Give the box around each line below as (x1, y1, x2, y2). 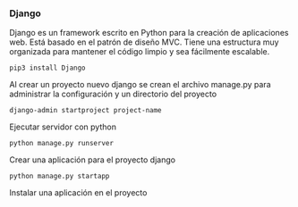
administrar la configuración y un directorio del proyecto (9, 88, 217, 100)
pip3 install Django (9, 63, 87, 73)
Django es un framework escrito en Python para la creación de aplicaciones (9, 28, 289, 38)
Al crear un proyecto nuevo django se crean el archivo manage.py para (9, 79, 271, 90)
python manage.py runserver (9, 139, 115, 148)
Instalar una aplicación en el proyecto (9, 187, 148, 198)
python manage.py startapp (9, 172, 110, 181)
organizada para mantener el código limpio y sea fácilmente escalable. (9, 46, 270, 57)
